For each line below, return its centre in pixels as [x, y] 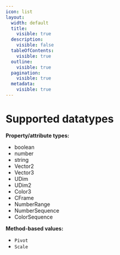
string [21, 159]
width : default [30, 23]
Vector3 [24, 172]
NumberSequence [37, 210]
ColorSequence [33, 217]
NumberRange [32, 204]
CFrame [24, 198]
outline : [22, 62]
